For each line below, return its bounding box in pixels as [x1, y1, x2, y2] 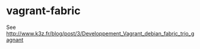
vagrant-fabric [6, 4, 81, 18]
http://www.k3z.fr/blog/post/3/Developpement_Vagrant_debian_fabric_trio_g [6, 30, 195, 37]
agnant [6, 36, 24, 43]
